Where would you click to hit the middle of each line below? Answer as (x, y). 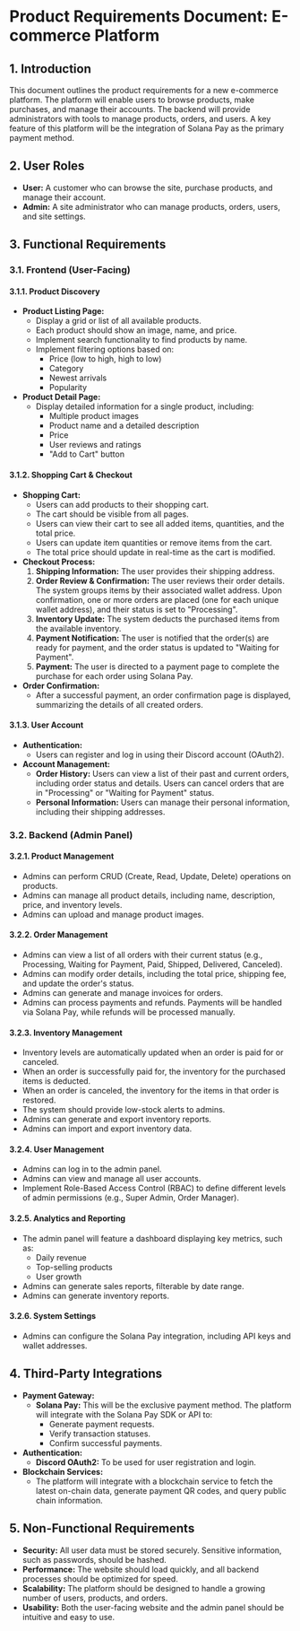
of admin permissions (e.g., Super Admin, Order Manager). (131, 1198)
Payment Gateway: (58, 1395)
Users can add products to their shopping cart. (122, 504)
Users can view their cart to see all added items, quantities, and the (160, 523)
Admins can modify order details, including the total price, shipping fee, (154, 974)
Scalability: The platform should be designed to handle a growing (144, 1588)
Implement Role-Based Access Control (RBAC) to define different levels (154, 1188)
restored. (39, 1100)
